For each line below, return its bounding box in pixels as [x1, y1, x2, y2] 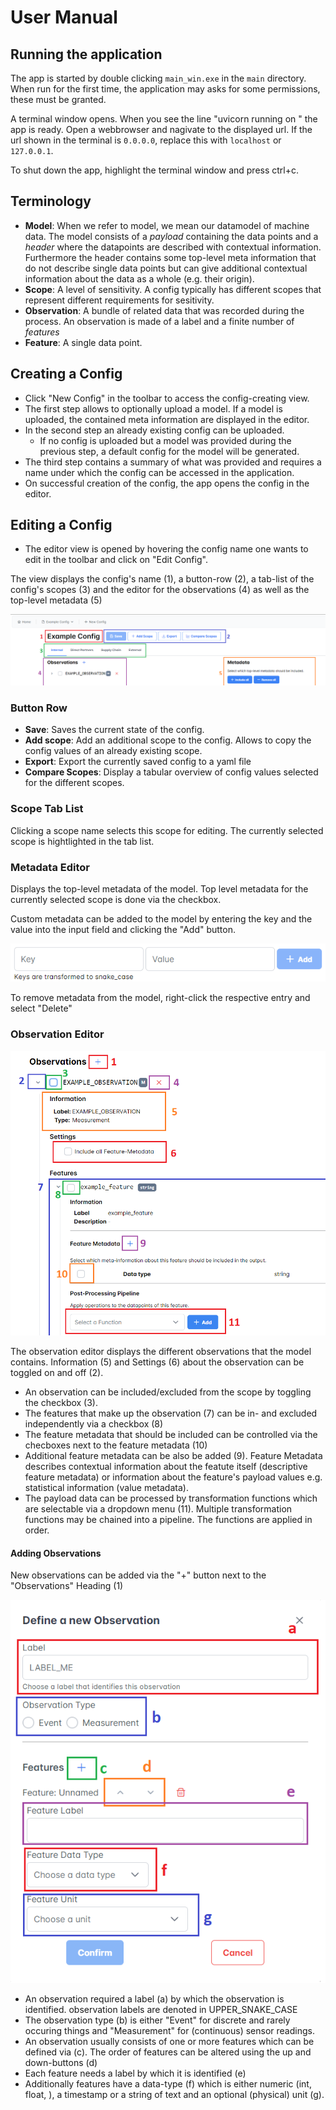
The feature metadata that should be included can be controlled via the [24, 1428, 318, 1440]
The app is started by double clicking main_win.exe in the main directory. [10, 72, 307, 84]
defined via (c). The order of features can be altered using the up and [24, 2046, 312, 2058]
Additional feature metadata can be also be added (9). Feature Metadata [24, 1449, 323, 1461]
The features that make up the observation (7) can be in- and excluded [24, 1407, 318, 1419]
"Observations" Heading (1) [10, 1580, 124, 1592]
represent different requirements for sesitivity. [24, 294, 215, 306]
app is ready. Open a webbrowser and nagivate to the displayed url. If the [10, 124, 313, 135]
